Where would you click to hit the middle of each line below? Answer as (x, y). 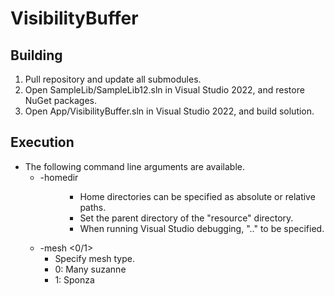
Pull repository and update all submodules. (113, 79)
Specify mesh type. (95, 258)
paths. (93, 207)
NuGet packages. (61, 100)
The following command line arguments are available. (135, 166)
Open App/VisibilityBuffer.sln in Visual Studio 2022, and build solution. (169, 111)
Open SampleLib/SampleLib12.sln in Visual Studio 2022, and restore (164, 90)
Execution (42, 142)
